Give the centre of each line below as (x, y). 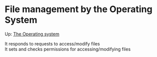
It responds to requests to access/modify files (52, 43)
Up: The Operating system (32, 34)
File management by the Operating (79, 9)
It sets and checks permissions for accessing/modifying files (68, 49)
